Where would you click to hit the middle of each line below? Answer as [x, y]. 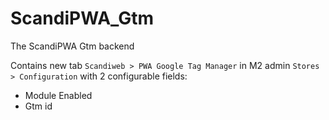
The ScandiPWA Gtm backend [72, 46]
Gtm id [38, 106]
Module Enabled [58, 95]
